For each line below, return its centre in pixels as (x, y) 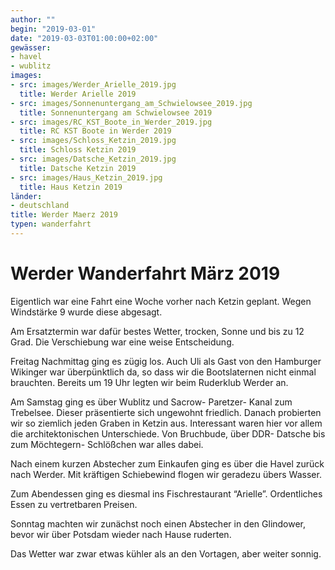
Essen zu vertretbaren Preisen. (74, 504)
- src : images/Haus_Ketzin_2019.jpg (86, 177)
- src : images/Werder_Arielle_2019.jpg (93, 85)
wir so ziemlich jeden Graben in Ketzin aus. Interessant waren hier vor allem (166, 423)
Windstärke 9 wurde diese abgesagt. (86, 312)
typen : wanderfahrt (51, 224)
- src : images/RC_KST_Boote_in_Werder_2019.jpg (111, 122)
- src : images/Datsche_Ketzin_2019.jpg (93, 159)
